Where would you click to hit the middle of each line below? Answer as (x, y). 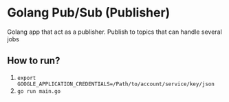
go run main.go (39, 91)
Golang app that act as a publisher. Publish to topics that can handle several (115, 32)
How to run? (34, 61)
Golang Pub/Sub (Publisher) (89, 13)
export (26, 78)
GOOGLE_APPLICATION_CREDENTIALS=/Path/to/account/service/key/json (116, 84)
